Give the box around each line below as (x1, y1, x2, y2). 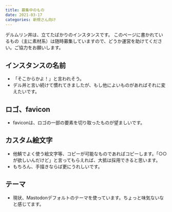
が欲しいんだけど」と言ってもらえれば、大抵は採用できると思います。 (12, 157, 161, 163)
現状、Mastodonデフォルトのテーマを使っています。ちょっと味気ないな (12, 195, 164, 201)
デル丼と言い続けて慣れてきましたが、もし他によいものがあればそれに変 (12, 82, 166, 88)
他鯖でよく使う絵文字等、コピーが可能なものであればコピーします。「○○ (12, 150, 167, 157)
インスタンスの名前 (5, 61, 66, 70)
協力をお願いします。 (18, 45, 64, 51)
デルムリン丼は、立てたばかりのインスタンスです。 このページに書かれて (5, 32, 159, 38)
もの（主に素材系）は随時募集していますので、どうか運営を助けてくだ (9, 38, 158, 44)
